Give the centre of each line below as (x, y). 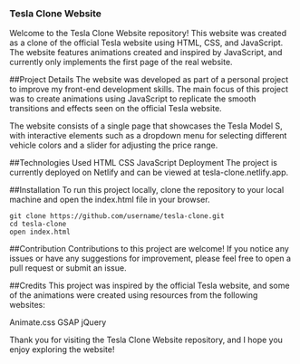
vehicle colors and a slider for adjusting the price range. (114, 145)
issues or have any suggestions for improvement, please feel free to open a (150, 259)
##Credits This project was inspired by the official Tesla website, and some (150, 286)
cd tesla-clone (38, 225)
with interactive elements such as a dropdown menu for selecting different (148, 136)
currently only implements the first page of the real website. (121, 62)
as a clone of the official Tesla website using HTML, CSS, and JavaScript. (146, 43)
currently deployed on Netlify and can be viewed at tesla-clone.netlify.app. (149, 172)
